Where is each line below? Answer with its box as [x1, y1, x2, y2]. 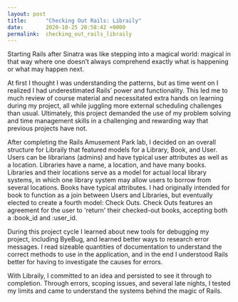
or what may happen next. [7, 65, 84, 73]
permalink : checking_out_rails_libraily [7, 30, 133, 38]
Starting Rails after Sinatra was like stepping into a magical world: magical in [7, 50, 232, 58]
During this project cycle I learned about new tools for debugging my [7, 227, 209, 236]
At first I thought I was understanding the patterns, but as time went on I [7, 79, 219, 88]
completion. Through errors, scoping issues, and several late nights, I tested [7, 279, 231, 288]
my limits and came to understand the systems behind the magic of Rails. [7, 286, 222, 296]
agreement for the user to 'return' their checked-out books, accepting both [7, 206, 228, 214]
